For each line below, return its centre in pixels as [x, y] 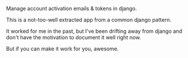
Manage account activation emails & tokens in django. [72, 8]
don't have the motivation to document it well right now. [74, 37]
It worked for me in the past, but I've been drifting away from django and [94, 31]
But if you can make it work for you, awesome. [62, 49]
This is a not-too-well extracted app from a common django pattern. [89, 20]
